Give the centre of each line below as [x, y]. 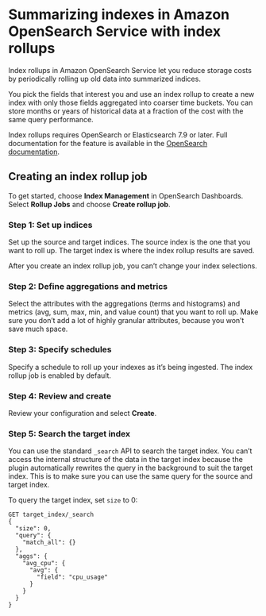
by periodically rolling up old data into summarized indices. [104, 79]
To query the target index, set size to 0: [73, 500]
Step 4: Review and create [60, 396]
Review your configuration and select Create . [83, 413]
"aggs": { [31, 556]
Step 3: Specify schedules [60, 349]
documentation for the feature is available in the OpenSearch [108, 143]
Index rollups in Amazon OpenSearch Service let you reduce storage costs [130, 70]
